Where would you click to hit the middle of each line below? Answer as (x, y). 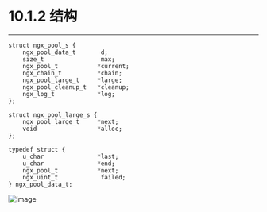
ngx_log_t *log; (69, 94)
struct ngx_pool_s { (43, 45)
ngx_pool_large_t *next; (71, 121)
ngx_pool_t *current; (76, 66)
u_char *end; (69, 164)
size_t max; (69, 59)
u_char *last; (71, 156)
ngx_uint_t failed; (74, 177)
